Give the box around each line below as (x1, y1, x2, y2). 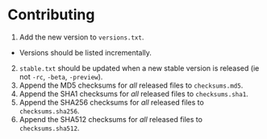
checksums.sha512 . (19, 123, 80, 133)
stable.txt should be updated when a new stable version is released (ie (19, 63, 260, 73)
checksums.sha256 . (19, 106, 80, 116)
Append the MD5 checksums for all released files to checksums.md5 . (19, 80, 244, 90)
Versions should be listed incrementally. (19, 47, 152, 57)
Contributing (7, 6, 95, 24)
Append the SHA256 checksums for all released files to (19, 97, 205, 107)
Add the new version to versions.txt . (19, 32, 144, 42)
